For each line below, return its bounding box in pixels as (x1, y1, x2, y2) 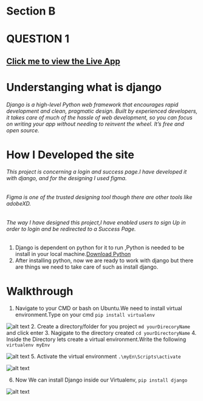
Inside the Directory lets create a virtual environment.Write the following (6, 335, 187, 343)
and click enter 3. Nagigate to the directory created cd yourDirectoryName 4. (6, 329, 197, 337)
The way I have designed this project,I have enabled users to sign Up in (6, 218, 186, 226)
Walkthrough (6, 285, 74, 298)
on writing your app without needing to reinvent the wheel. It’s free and (6, 120, 184, 127)
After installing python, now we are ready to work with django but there (15, 257, 193, 265)
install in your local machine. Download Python (15, 251, 131, 258)
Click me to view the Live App (6, 56, 120, 66)
